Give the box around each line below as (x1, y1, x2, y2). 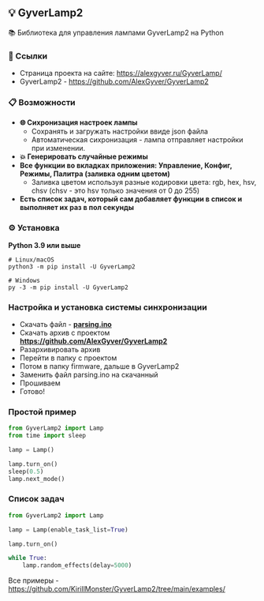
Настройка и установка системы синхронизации (8, 302, 207, 313)
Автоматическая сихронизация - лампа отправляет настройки (31, 135, 244, 145)
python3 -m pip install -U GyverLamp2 (8, 262, 136, 271)
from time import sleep (8, 432, 87, 440)
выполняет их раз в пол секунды (19, 203, 135, 212)
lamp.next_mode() (8, 475, 65, 483)
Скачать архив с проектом (19, 328, 110, 337)
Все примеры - (8, 576, 59, 585)
